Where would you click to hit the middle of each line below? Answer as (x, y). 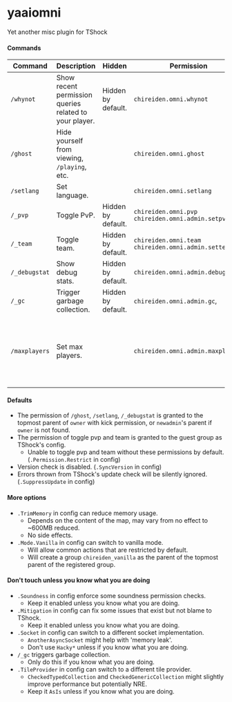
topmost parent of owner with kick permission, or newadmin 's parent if (115, 423)
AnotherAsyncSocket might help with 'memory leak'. (100, 640)
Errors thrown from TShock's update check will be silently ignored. (112, 474)
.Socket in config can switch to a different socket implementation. (110, 632)
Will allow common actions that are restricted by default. (108, 550)
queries (69, 104)
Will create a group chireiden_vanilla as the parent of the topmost (123, 557)
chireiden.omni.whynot (171, 99)
